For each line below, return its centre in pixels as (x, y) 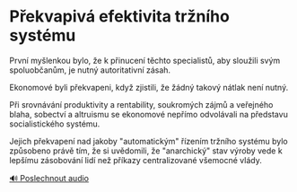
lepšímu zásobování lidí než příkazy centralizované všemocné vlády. (135, 160)
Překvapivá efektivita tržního (120, 17)
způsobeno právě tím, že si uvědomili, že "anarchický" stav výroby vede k (146, 151)
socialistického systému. (55, 124)
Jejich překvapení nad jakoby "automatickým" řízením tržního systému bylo (149, 141)
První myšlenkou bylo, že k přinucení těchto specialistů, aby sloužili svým (145, 60)
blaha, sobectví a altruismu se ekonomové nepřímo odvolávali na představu (149, 114)
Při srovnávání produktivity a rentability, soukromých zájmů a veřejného (141, 104)
